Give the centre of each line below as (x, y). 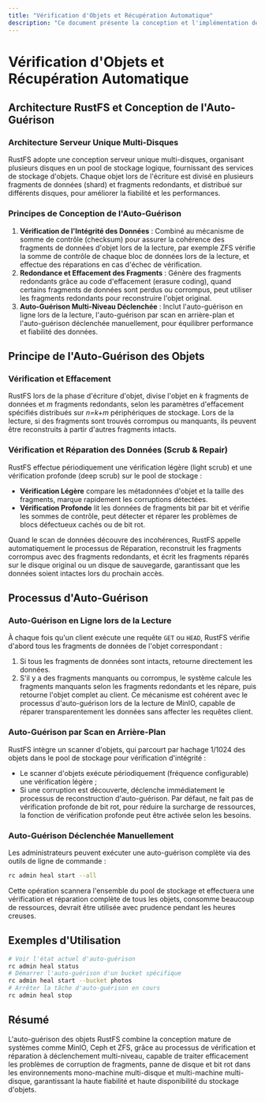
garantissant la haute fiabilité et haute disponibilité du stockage (136, 1081)
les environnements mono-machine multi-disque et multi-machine (116, 1072)
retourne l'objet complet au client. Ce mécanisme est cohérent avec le (134, 695)
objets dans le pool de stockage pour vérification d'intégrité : (107, 758)
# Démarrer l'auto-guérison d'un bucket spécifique (95, 973)
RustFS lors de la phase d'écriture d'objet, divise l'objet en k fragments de (129, 396)
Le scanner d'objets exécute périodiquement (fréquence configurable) (134, 773)
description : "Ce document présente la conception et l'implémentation (128, 23)
